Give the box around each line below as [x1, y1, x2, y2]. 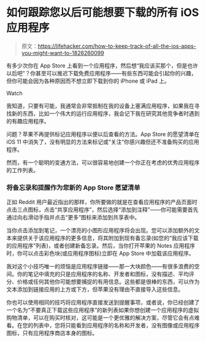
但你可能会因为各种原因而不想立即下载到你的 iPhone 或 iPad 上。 [6, 77, 170, 85]
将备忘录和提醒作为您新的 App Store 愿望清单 [6, 183, 140, 192]
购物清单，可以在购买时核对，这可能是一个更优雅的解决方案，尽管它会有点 [6, 314, 194, 322]
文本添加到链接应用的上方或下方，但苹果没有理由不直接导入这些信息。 [6, 286, 184, 293]
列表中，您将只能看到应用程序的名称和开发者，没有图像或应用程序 [32, 322, 200, 329]
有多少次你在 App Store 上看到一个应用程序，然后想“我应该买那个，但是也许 [6, 62, 198, 69]
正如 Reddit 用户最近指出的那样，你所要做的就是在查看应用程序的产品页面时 [6, 199, 197, 206]
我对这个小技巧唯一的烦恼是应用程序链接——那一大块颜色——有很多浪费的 [6, 263, 194, 270]
